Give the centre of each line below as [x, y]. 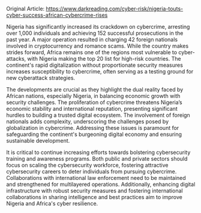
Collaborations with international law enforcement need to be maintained [96, 178]
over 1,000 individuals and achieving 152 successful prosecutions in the [95, 33]
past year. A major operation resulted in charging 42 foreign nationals [92, 39]
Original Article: [25, 9]
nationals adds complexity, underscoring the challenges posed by [88, 122]
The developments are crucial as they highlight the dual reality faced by [95, 89]
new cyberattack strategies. [41, 78]
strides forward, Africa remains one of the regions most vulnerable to [92, 52]
